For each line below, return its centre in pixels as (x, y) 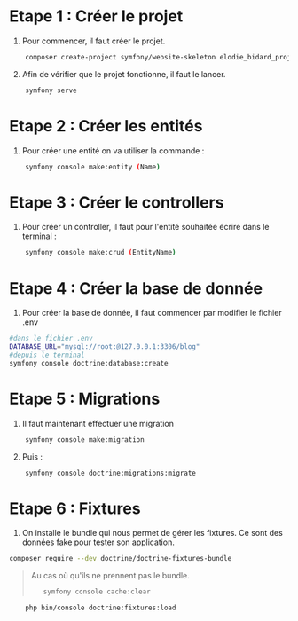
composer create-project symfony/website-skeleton (121, 57)
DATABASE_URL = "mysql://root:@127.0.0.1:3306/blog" (105, 347)
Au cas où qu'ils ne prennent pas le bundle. (110, 576)
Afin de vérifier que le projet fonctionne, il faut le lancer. (124, 74)
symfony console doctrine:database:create (89, 363)
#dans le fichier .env (51, 339)
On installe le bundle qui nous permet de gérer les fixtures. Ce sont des (153, 533)
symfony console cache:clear (97, 592)
